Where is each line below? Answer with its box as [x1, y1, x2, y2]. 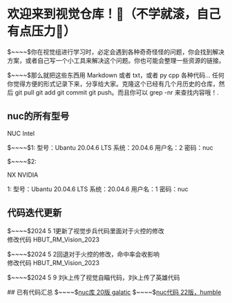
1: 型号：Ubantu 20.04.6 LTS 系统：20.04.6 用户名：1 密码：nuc [7, 184, 188, 193]
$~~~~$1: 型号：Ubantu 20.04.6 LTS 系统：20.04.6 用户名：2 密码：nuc [7, 143, 214, 152]
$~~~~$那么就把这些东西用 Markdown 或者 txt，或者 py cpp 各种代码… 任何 [7, 70, 224, 79]
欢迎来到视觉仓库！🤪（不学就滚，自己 [7, 6, 221, 22]
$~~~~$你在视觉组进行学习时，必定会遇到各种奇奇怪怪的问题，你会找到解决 [7, 48, 225, 56]
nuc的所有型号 [7, 110, 70, 122]
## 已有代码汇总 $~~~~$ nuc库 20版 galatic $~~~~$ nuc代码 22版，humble [7, 288, 222, 296]
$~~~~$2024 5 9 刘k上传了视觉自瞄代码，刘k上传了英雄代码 [7, 273, 180, 282]
